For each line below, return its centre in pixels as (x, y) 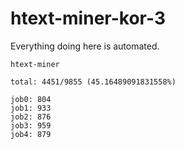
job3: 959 (31, 125)
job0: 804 (31, 99)
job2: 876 (31, 117)
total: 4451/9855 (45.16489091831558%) (93, 82)
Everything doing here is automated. (85, 46)
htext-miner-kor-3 (88, 18)
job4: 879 (31, 134)
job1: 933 (31, 108)
